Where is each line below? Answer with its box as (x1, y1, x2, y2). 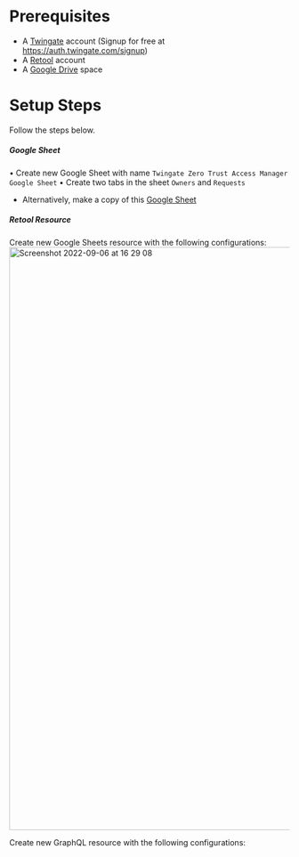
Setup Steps (9, 95, 102, 116)
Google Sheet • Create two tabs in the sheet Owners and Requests (9, 176, 246, 188)
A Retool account (21, 54, 86, 65)
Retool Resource (9, 214, 71, 225)
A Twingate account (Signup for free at (21, 36, 166, 46)
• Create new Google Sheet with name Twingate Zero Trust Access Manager (9, 167, 288, 178)
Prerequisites (9, 6, 111, 27)
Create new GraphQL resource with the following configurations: (9, 837, 246, 847)
